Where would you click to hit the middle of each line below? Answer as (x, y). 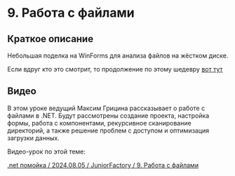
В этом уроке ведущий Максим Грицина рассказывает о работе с (106, 108)
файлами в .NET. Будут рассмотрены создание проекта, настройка (108, 115)
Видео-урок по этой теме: (47, 151)
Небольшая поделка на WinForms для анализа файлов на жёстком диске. (118, 55)
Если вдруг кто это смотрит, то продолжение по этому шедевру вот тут (115, 69)
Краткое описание (50, 39)
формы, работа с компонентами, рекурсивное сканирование (99, 123)
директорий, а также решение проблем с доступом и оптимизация (108, 130)
